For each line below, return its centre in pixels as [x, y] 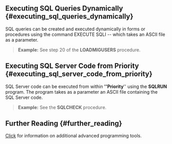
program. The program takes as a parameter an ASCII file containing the [82, 92]
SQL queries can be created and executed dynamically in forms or [75, 29]
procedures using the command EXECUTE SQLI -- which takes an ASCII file [85, 34]
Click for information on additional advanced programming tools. [74, 136]
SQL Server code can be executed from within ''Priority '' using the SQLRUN [86, 86]
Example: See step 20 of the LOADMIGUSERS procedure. [79, 50]
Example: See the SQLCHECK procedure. [62, 107]
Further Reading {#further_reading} [64, 124]
